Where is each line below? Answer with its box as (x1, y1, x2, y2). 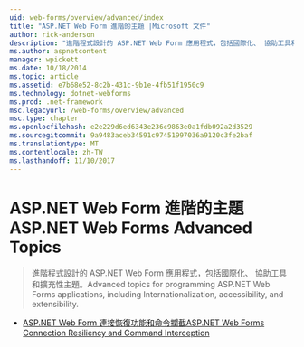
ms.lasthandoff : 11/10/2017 (9, 155, 116, 165)
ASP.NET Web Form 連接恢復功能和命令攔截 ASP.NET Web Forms (22, 317, 265, 328)
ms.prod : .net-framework (9, 97, 103, 107)
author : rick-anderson (9, 30, 95, 39)
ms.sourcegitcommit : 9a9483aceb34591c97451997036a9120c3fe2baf (9, 131, 253, 140)
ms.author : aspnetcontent (9, 47, 107, 56)
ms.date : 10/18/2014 (9, 64, 88, 73)
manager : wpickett (9, 55, 79, 64)
